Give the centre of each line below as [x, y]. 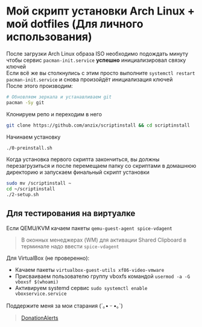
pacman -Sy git [25, 102]
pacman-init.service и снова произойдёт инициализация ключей [90, 79]
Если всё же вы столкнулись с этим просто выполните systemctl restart [101, 73]
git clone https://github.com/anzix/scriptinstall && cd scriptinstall [98, 125]
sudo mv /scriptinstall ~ [39, 183]
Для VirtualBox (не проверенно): [48, 258]
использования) [49, 37]
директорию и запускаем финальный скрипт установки [78, 172]
